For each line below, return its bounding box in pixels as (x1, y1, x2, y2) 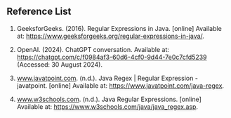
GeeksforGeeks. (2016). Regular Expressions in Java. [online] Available (16, 24, 222, 32)
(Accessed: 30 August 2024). (16, 60, 103, 69)
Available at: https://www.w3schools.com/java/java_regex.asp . (16, 102, 198, 111)
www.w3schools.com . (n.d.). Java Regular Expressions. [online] (16, 95, 202, 103)
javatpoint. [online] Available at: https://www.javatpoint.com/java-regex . (16, 81, 225, 90)
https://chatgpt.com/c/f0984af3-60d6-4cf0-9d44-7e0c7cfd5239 (16, 53, 208, 61)
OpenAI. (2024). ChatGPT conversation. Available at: (16, 45, 170, 53)
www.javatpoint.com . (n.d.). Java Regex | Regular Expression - (16, 74, 198, 82)
